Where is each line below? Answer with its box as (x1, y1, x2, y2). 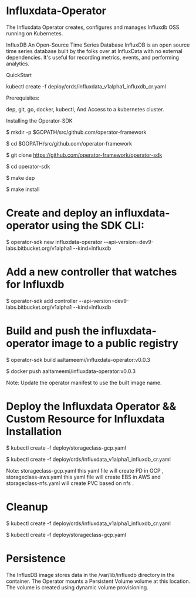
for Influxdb (6, 278, 65, 291)
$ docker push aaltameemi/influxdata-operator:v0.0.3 (6, 367, 136, 375)
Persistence (6, 552, 66, 565)
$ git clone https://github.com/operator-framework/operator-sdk (6, 151, 163, 159)
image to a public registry (51, 337, 179, 350)
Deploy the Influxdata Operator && (6, 400, 177, 413)
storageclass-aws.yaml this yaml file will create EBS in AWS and (6, 473, 161, 480)
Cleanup (6, 500, 49, 513)
